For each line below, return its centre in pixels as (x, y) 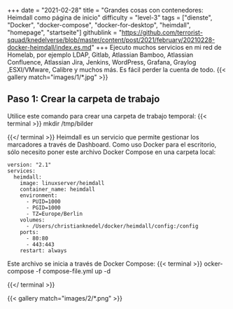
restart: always (44, 250)
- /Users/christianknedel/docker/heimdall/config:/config (112, 226)
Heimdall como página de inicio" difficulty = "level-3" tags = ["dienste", (110, 18)
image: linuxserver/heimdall (62, 183)
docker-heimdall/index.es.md (50, 47)
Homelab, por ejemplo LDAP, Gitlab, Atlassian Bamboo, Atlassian (100, 55)
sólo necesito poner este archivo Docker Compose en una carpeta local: (112, 152)
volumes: (33, 220)
